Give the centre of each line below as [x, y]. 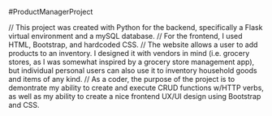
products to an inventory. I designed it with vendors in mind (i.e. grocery [129, 53]
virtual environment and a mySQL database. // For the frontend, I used [125, 36]
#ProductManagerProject [51, 12]
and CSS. [24, 105]
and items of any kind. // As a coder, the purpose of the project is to [122, 79]
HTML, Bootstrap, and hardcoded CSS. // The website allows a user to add [133, 45]
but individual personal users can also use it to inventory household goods [133, 71]
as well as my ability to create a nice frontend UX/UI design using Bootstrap [135, 96]
